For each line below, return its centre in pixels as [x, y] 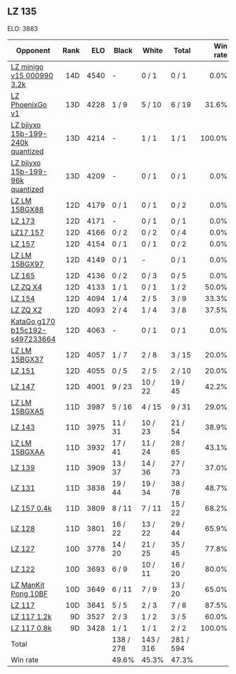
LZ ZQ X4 [26, 287]
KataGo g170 [33, 321]
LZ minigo [27, 66]
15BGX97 [27, 264]
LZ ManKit [28, 584]
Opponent [33, 50]
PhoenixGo [29, 104]
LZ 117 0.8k [31, 628]
